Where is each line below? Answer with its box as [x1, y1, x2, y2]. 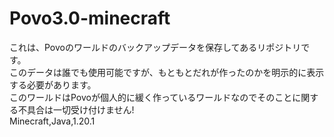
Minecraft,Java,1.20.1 [9, 115, 96, 127]
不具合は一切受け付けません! [17, 103, 135, 116]
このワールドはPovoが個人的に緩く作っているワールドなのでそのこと [9, 91, 293, 103]
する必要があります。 [9, 78, 97, 91]
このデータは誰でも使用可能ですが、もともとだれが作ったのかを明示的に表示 [9, 66, 325, 78]
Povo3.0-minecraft [9, 7, 171, 30]
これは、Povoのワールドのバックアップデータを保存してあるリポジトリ [9, 41, 302, 53]
